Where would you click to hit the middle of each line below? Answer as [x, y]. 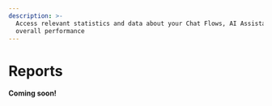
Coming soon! [32, 93]
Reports [36, 71]
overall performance [50, 31]
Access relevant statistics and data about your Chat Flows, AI [126, 23]
